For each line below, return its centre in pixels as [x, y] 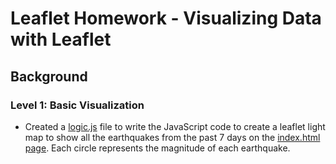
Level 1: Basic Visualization [77, 105]
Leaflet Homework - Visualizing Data [166, 18]
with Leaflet [61, 39]
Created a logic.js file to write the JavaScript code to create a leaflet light [175, 126]
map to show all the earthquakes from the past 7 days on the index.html [172, 137]
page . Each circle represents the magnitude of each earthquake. [157, 148]
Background [49, 76]
